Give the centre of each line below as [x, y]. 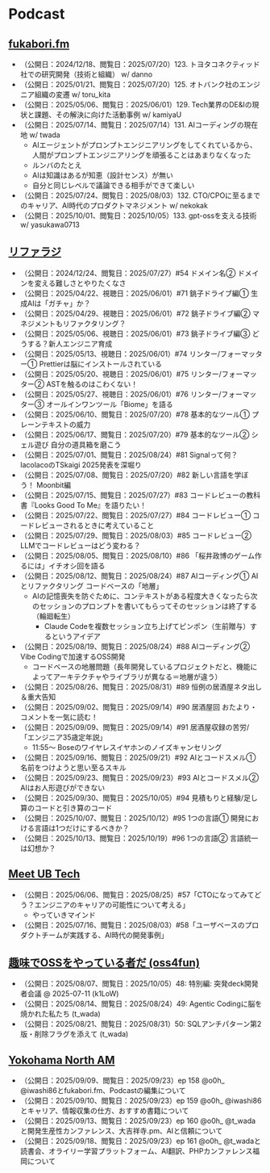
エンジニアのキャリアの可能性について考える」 [112, 904]
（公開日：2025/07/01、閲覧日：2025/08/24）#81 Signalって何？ [129, 455]
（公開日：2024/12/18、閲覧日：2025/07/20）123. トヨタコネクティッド [140, 64]
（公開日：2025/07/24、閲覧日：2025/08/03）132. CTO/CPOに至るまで [140, 195]
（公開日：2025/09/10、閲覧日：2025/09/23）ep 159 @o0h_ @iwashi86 [141, 1101]
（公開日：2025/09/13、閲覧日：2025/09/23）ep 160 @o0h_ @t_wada [138, 1121]
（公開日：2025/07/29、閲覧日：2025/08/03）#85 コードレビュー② [136, 535]
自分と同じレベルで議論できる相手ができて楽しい [113, 185]
